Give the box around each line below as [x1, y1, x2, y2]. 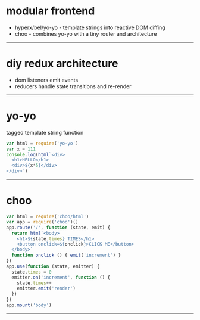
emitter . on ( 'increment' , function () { [11, 274, 111, 281]
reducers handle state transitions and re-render [14, 82, 132, 90]
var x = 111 [6, 146, 36, 152]
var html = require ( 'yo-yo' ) [6, 140, 79, 147]
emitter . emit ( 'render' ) [17, 285, 76, 291]
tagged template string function [6, 129, 84, 136]
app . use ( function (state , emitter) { [6, 263, 100, 269]
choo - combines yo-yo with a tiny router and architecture [14, 30, 157, 37]
